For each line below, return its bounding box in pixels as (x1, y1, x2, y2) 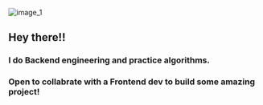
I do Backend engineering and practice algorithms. (8, 55, 211, 66)
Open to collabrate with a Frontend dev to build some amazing (8, 76, 256, 87)
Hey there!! (8, 30, 66, 44)
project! (8, 87, 40, 98)
